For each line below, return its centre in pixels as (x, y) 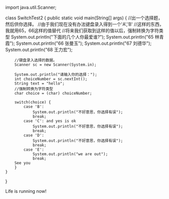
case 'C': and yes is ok (50, 121)
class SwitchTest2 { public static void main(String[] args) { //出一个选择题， (84, 18)
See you (22, 163)
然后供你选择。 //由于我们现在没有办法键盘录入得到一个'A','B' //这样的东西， (85, 24)
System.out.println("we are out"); (70, 154)
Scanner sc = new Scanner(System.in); (55, 65)
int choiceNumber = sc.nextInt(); (51, 79)
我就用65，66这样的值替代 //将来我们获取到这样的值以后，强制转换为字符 (82, 31)
